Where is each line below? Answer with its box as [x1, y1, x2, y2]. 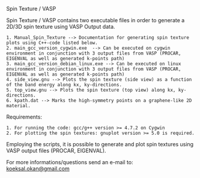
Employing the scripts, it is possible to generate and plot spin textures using [6, 141, 194, 147]
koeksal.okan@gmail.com [6, 165, 70, 172]
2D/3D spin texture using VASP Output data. [6, 23, 115, 30]
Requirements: [6, 113, 42, 120]
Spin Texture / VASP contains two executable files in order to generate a [6, 17, 185, 23]
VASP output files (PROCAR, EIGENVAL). [6, 147, 106, 154]
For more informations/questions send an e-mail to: [6, 159, 133, 165]
